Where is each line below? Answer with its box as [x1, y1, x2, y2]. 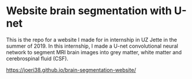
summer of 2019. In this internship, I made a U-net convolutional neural [6, 42, 178, 50]
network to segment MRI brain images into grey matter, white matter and [6, 48, 182, 55]
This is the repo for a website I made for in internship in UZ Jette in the [6, 36, 177, 43]
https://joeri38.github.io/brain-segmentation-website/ [6, 66, 137, 73]
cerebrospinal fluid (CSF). [6, 55, 69, 62]
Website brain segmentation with [6, 4, 172, 18]
